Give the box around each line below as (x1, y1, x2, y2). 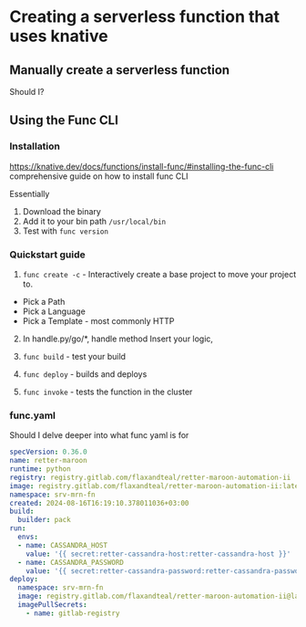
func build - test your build (22, 350, 126, 361)
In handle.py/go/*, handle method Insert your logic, (22, 333, 214, 344)
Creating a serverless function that (9, 6, 280, 27)
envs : (17, 532, 39, 542)
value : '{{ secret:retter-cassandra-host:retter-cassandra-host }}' (25, 549, 291, 559)
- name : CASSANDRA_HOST (17, 540, 107, 549)
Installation (9, 140, 61, 152)
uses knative (9, 26, 108, 47)
